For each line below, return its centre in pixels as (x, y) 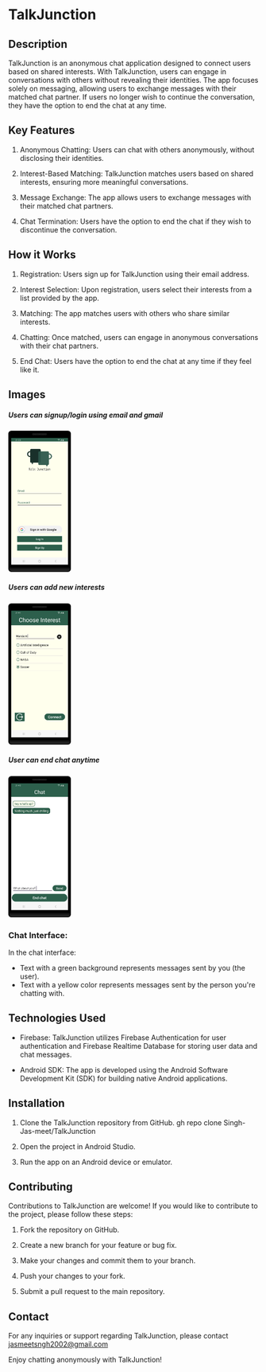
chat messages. (46, 1054)
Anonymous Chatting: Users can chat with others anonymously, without (137, 150)
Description (38, 44)
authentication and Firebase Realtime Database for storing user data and (139, 1046)
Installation (37, 1103)
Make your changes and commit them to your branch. (108, 1261)
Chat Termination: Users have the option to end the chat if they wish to (135, 221)
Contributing (40, 1187)
